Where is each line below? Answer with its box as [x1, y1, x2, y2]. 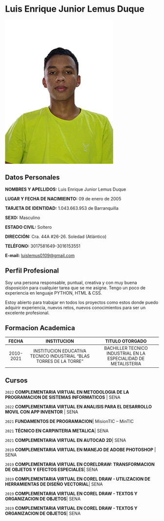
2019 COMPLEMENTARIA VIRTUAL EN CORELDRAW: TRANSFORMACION [5, 461, 155, 467]
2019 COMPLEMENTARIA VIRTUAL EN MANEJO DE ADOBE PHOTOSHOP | [5, 447, 156, 453]
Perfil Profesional [5, 267, 60, 275]
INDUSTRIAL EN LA [106, 350, 145, 357]
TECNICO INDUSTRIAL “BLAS [30, 353, 90, 359]
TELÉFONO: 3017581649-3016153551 [5, 243, 81, 249]
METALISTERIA [110, 361, 142, 367]
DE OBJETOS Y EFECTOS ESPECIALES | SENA [5, 467, 98, 473]
